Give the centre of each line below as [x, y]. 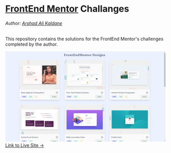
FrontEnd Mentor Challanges [67, 9]
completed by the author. [32, 44]
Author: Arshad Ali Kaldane [34, 23]
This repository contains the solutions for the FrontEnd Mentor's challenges [84, 39]
